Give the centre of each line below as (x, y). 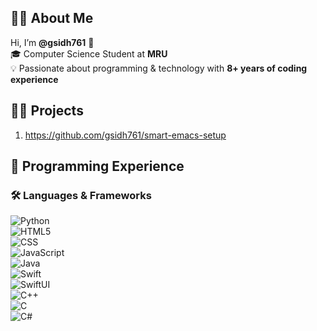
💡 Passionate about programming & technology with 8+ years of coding (159, 68)
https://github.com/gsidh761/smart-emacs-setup (125, 135)
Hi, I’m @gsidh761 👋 (52, 42)
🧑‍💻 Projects (47, 111)
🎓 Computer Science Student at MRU (89, 53)
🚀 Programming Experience (97, 166)
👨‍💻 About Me (52, 18)
